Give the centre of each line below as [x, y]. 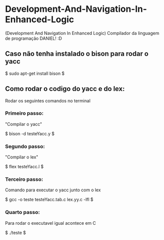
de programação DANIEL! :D [34, 38]
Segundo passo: [25, 146]
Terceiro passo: [24, 180]
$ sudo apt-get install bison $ [35, 73]
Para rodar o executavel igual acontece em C [51, 223]
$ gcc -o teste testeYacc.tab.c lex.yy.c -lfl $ [49, 200]
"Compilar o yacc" [24, 124]
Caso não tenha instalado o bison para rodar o [77, 54]
